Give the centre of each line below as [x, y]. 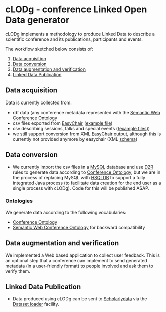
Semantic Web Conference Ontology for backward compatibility [79, 227]
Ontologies [19, 201]
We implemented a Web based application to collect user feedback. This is [82, 255]
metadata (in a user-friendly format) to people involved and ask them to [79, 266]
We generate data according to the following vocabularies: [66, 212]
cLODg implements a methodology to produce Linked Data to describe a [80, 34]
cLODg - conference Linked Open [76, 9]
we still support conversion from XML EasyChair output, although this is [87, 134]
